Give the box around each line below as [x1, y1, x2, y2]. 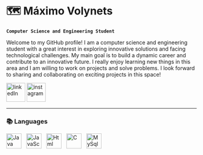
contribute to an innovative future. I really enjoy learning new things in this [6, 58, 191, 65]
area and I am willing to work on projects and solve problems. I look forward [6, 64, 195, 72]
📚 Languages [6, 117, 48, 125]
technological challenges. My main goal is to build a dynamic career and [6, 51, 186, 59]
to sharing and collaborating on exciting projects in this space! [6, 71, 161, 78]
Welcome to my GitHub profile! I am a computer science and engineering [6, 39, 188, 46]
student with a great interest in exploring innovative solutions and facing [6, 45, 186, 52]
